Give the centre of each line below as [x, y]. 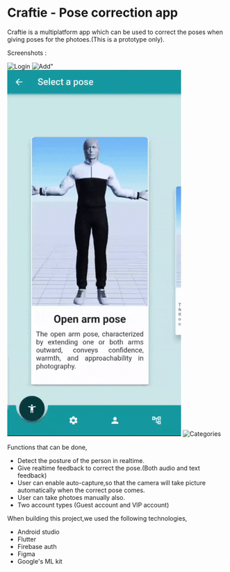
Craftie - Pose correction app [93, 13]
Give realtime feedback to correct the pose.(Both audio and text [108, 468]
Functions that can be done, [47, 447]
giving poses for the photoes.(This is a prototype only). [86, 39]
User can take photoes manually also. [71, 497]
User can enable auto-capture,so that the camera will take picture [112, 482]
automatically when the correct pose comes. [81, 490]
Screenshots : [27, 53]
